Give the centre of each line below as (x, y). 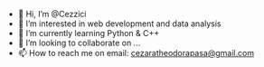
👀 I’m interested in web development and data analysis (119, 24)
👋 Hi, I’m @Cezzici (52, 14)
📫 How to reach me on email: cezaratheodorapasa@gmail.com (136, 53)
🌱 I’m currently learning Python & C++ (89, 33)
